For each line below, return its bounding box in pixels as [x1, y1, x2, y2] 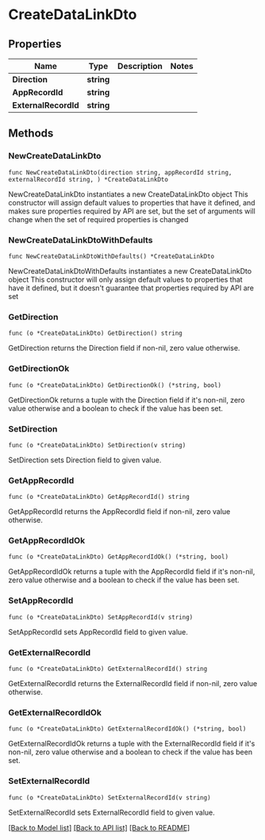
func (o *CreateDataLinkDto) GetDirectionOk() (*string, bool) [8, 381, 222, 389]
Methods [8, 127, 54, 140]
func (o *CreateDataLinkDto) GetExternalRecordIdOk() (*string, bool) [8, 725, 247, 733]
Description [117, 61, 163, 71]
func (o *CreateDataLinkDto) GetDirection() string [8, 329, 182, 338]
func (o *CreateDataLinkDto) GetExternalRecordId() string [8, 665, 208, 673]
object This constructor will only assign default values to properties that [8, 274, 244, 284]
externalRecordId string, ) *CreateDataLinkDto [8, 175, 169, 183]
